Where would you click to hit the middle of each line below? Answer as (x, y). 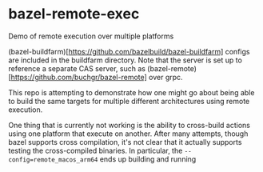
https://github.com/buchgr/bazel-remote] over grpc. (97, 77)
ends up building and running (148, 159)
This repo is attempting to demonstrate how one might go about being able (131, 92)
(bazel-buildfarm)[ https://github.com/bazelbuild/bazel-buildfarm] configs (129, 51)
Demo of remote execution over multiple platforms (91, 36)
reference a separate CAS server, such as (77, 68)
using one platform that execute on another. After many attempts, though (128, 134)
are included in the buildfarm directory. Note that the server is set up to (125, 60)
